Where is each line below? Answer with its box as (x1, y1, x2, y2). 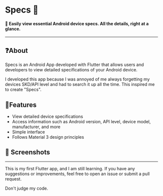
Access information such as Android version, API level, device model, (12, 119, 151, 125)
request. (5, 176, 22, 181)
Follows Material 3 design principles (12, 134, 84, 140)
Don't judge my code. (5, 185, 49, 191)
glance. (5, 26, 21, 32)
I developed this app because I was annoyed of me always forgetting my (5, 76, 150, 82)
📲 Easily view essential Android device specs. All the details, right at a (5, 20, 149, 26)
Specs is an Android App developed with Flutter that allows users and (5, 62, 144, 67)
